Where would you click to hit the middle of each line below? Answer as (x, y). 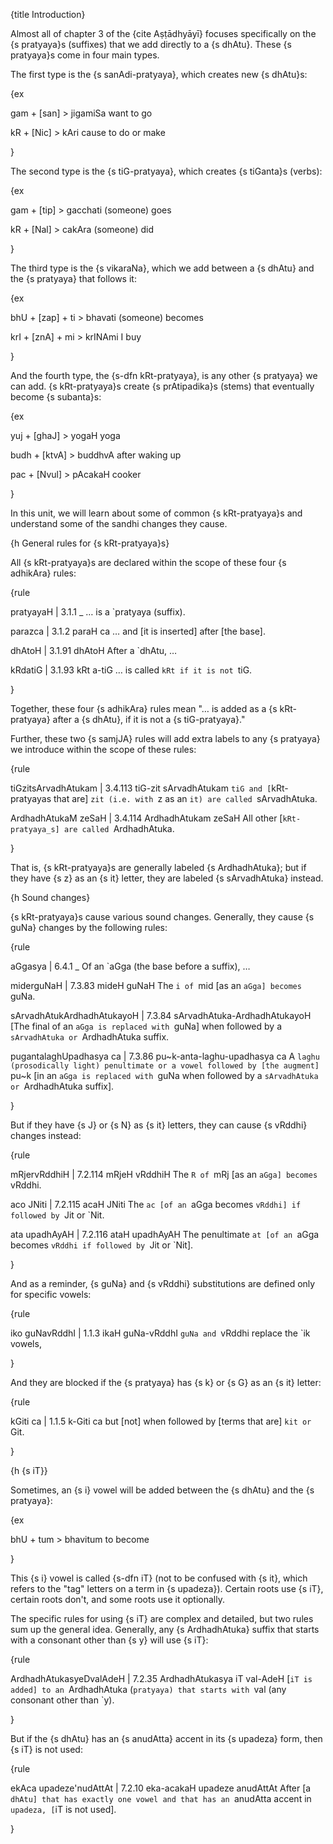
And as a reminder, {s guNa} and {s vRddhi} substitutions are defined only (163, 1283)
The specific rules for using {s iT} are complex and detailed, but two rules (162, 1618)
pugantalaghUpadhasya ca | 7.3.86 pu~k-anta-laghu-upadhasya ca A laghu (165, 1056)
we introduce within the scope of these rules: (103, 749)
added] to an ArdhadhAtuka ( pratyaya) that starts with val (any (148, 1689)
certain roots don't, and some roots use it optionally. (118, 1599)
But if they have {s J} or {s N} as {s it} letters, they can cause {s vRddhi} (159, 1125)
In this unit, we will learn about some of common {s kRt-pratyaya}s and (156, 513)
